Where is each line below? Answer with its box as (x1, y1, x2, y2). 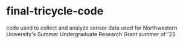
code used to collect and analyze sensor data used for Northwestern (6, 24, 178, 31)
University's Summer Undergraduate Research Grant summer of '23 (6, 30, 176, 37)
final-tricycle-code (6, 4, 104, 18)
